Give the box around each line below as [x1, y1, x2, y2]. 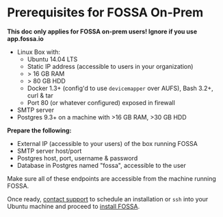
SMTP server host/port [16, 147, 82, 155]
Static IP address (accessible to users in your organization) [27, 62, 194, 70]
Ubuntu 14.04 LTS [27, 55, 78, 63]
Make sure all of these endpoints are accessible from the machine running [7, 174, 217, 182]
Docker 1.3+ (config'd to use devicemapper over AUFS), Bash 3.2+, [27, 84, 213, 92]
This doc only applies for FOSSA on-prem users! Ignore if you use [7, 27, 198, 35]
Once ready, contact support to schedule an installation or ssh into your [7, 194, 209, 203]
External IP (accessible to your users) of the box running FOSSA [16, 139, 198, 147]
